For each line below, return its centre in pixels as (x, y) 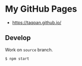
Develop (18, 38)
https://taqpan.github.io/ (37, 22)
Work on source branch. (29, 49)
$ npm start (17, 59)
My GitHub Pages (41, 9)
